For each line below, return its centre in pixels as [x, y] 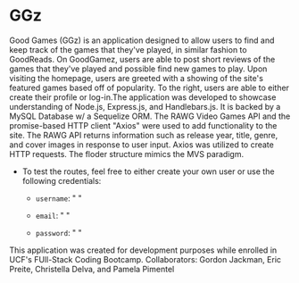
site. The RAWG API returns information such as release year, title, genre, [144, 135]
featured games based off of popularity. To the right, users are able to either [149, 87]
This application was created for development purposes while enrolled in [143, 250]
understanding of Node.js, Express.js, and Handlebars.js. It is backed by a [145, 106]
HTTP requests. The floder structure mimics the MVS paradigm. [126, 154]
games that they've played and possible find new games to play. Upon [138, 69]
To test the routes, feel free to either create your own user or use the [148, 171]
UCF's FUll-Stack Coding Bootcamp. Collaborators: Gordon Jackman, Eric [145, 259]
